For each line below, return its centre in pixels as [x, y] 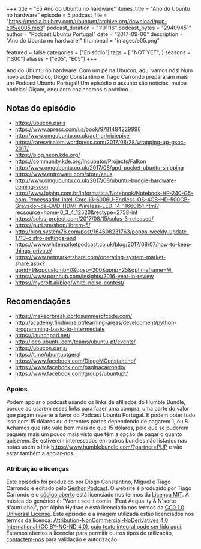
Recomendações [38, 302]
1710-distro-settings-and [45, 238]
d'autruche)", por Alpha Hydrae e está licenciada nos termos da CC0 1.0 [95, 508]
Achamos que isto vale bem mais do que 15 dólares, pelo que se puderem [97, 428]
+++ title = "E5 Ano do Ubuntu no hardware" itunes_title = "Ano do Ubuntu [98, 9]
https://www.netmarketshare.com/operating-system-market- [90, 257]
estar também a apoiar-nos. [40, 453]
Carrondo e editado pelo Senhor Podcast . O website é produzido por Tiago [99, 488]
